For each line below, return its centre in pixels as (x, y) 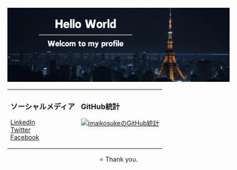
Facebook (25, 137)
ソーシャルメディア (43, 107)
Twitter (20, 129)
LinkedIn (23, 122)
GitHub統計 (100, 107)
